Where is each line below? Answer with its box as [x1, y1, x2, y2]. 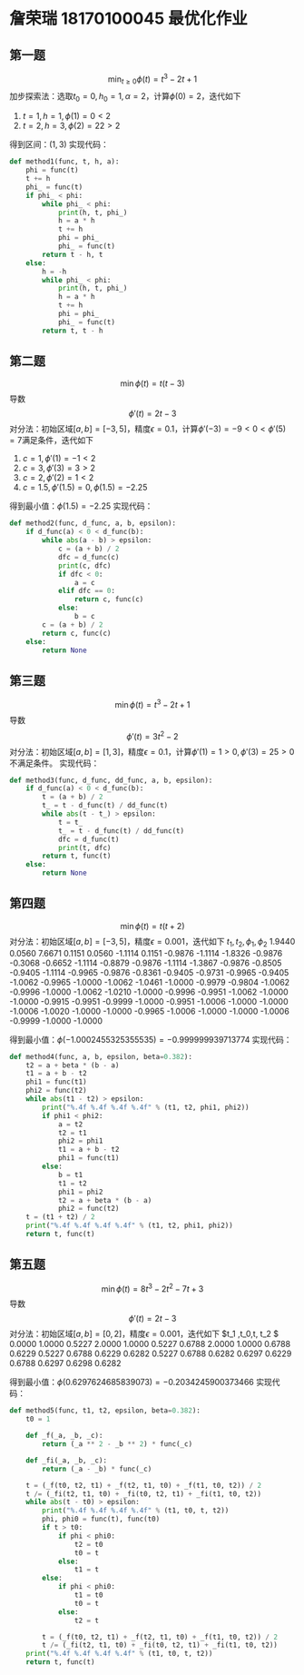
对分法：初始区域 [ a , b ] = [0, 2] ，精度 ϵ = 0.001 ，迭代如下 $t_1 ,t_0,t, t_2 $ [9, 1328, 279, 1340]
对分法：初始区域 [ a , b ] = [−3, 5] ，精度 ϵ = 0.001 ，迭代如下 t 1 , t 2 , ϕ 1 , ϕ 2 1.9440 [9, 936, 296, 949]
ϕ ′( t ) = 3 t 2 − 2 [126, 728, 179, 741]
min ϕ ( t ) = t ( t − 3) [120, 378, 185, 389]
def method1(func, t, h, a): [9, 157, 120, 166]
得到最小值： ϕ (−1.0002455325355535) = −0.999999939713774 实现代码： [9, 1034, 292, 1045]
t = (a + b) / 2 [42, 792, 103, 802]
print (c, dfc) [57, 560, 112, 570]
